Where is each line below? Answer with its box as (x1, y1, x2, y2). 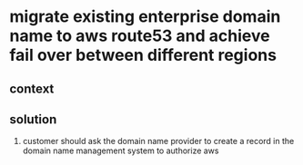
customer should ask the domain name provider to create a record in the (22, 136, 295, 147)
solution (9, 112, 57, 127)
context (9, 81, 55, 96)
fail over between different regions (9, 45, 278, 65)
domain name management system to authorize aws (22, 145, 219, 156)
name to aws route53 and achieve (9, 25, 270, 46)
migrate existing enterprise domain (9, 6, 281, 27)
